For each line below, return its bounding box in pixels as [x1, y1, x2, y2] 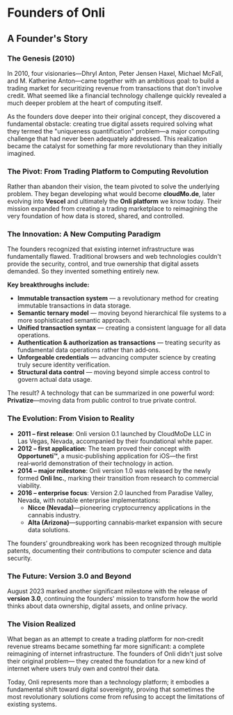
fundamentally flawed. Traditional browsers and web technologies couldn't [7, 252, 221, 261]
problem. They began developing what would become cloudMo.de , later [7, 190, 216, 198]
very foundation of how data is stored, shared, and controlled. [7, 212, 184, 220]
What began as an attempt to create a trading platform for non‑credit [7, 635, 204, 643]
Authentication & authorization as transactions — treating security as [17, 339, 221, 347]
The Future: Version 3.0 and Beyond [7, 571, 132, 581]
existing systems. [7, 700, 57, 709]
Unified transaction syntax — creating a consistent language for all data [17, 323, 226, 332]
